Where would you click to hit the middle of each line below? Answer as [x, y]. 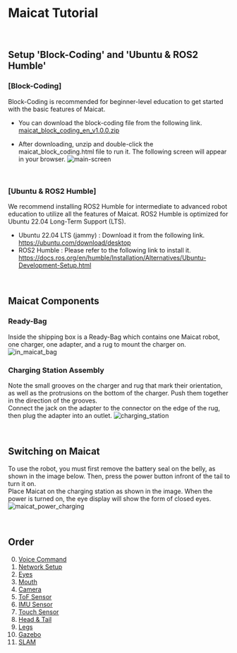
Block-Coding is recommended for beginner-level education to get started [116, 101]
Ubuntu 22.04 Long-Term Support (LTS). [67, 221]
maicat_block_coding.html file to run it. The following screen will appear [122, 151]
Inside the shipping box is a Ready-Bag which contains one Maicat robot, [114, 337]
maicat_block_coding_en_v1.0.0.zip [69, 130]
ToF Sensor [35, 596]
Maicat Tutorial [53, 13]
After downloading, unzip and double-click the [86, 144]
